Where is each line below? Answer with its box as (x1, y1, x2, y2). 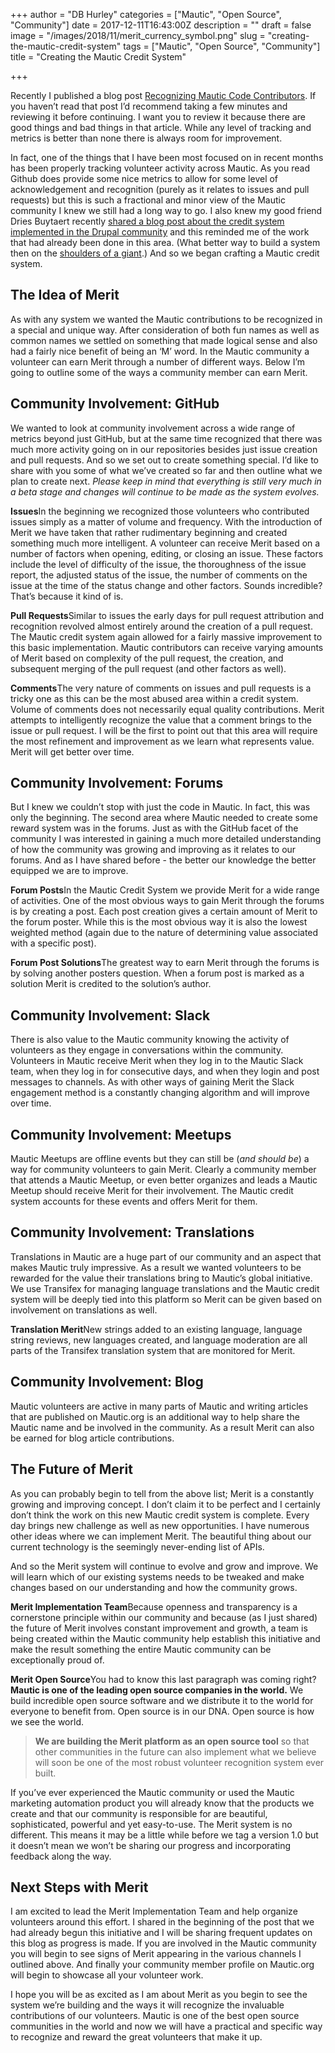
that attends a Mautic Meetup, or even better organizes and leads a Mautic (10, 1174, 318, 1186)
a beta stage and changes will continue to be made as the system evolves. (10, 485, 320, 498)
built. (34, 1767, 57, 1779)
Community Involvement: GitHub (10, 395, 220, 413)
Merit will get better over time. (10, 745, 135, 758)
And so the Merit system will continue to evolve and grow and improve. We (10, 1560, 319, 1572)
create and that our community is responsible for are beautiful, (10, 1807, 268, 1819)
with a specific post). (10, 937, 97, 949)
